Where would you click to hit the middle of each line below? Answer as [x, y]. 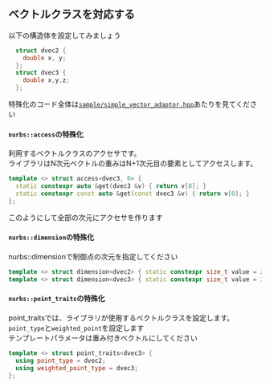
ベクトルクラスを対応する [72, 14]
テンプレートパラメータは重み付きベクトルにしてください [103, 338]
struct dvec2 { [41, 51]
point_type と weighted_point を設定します [76, 328]
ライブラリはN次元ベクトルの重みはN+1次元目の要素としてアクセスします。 [133, 164]
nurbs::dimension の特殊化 [51, 237]
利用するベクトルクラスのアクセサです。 [75, 153]
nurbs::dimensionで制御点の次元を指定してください [93, 256]
